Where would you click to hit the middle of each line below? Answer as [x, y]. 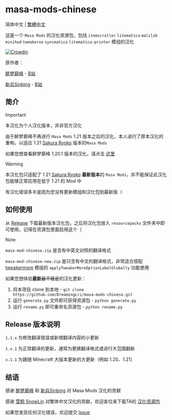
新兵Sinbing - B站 [24, 84]
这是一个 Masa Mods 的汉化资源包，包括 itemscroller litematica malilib [81, 35]
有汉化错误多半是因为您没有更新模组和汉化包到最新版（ [64, 192]
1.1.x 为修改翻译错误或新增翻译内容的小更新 [52, 338]
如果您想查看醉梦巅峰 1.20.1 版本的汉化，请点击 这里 [60, 154]
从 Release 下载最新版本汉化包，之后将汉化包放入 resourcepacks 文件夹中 [83, 223]
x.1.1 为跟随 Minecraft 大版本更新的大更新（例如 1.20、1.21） [70, 359]
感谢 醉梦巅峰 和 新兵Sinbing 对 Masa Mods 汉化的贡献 [63, 391]
